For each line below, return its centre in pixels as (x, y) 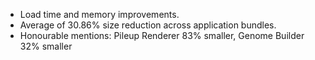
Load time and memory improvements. (99, 14)
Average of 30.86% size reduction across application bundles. (148, 25)
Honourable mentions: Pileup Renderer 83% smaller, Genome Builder (162, 35)
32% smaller (46, 46)
